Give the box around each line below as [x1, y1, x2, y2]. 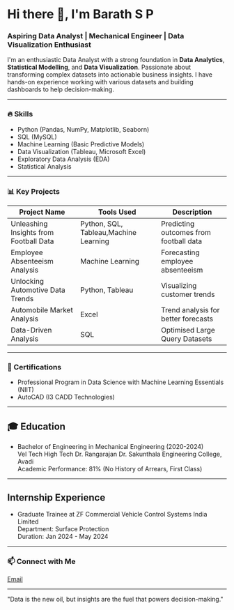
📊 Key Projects [7, 186, 61, 196]
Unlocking [10, 277, 44, 287]
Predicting [161, 219, 195, 229]
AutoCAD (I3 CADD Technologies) [17, 393, 115, 402]
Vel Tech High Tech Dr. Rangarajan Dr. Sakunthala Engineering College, [17, 450, 222, 459]
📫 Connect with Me [7, 556, 76, 566]
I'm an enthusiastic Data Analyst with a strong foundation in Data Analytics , [7, 56, 225, 64]
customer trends [161, 289, 215, 299]
